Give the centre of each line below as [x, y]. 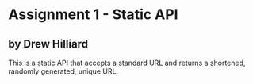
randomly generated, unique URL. [63, 71]
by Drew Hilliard [48, 44]
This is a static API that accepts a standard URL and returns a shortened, [127, 63]
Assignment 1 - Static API [93, 15]
